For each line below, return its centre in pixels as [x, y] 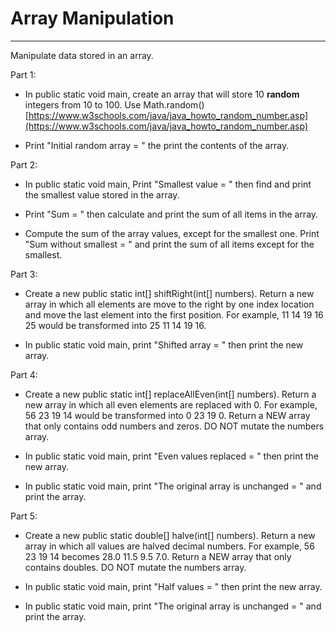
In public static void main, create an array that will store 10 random [162, 94]
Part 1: [23, 74]
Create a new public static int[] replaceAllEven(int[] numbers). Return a [170, 394]
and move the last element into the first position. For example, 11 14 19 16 [174, 314]
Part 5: [24, 516]
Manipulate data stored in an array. [82, 55]
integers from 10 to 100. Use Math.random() [114, 104]
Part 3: [24, 274]
